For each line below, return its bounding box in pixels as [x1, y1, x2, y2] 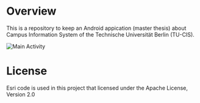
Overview [6, 4, 57, 18]
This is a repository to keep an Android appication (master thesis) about [6, 24, 187, 32]
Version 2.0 [6, 90, 35, 98]
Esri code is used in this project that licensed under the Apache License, [6, 84, 188, 91]
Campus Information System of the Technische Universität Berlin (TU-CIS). [6, 30, 195, 38]
